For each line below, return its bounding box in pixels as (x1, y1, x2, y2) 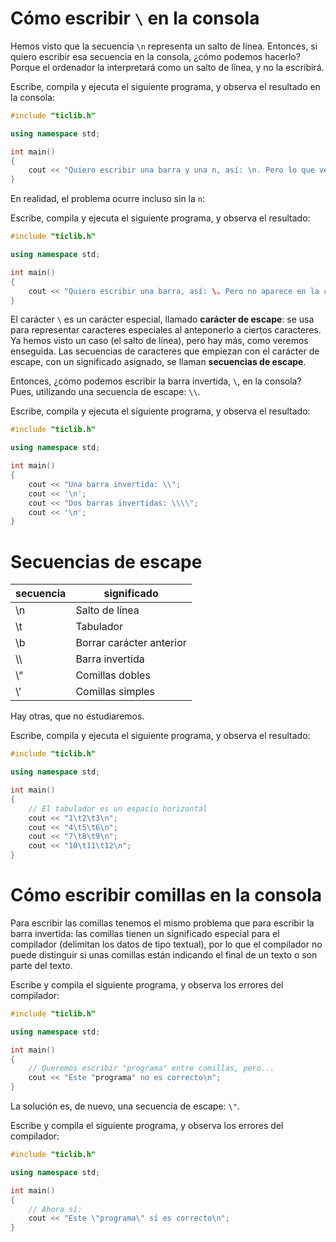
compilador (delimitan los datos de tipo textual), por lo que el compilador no (10, 938, 323, 950)
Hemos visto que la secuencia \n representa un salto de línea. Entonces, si (10, 40, 318, 52)
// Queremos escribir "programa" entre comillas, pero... (28, 1063, 275, 1074)
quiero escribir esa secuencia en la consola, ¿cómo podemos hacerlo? (10, 50, 301, 62)
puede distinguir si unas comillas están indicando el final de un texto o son (10, 948, 318, 961)
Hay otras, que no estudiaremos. (10, 710, 145, 722)
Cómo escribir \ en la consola (10, 7, 260, 30)
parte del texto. (10, 959, 73, 971)
